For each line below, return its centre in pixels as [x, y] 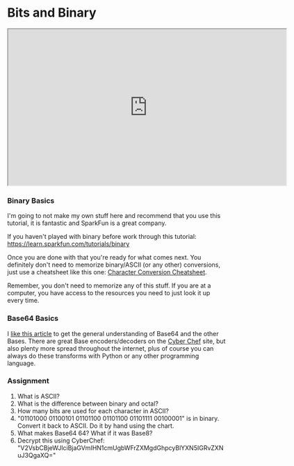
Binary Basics [31, 201]
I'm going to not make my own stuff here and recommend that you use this [114, 216]
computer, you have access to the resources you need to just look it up [109, 293]
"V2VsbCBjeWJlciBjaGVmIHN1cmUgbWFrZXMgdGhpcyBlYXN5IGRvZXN [120, 448]
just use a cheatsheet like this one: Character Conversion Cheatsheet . [107, 272]
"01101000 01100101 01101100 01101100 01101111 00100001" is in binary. [118, 418]
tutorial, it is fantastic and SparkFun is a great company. [87, 223]
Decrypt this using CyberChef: [61, 440]
